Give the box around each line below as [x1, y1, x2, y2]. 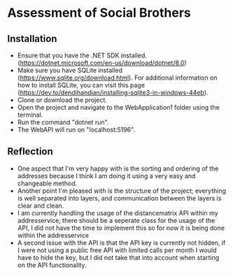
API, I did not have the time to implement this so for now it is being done [17, 224, 225, 232]
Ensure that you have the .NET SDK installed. [17, 51, 147, 59]
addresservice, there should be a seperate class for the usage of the [17, 216, 216, 224]
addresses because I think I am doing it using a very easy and [17, 171, 196, 180]
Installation [7, 33, 57, 45]
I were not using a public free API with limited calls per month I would [17, 246, 217, 254]
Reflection [7, 145, 54, 158]
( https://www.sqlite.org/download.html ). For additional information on [17, 73, 218, 82]
